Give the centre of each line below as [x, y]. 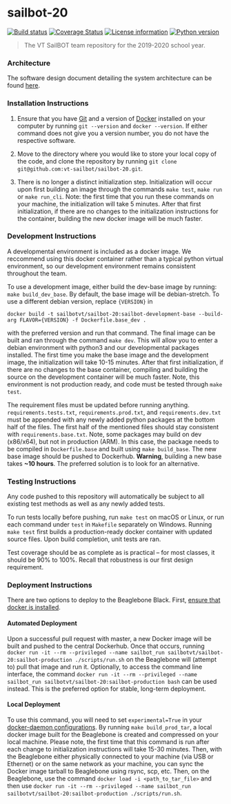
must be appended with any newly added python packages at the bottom [111, 420]
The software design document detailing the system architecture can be [110, 78]
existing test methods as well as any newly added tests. [86, 504]
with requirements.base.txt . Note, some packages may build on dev [104, 434]
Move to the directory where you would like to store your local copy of [117, 154]
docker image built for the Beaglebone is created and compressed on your [113, 734]
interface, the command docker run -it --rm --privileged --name [102, 674]
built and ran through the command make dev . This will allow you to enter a [113, 340]
